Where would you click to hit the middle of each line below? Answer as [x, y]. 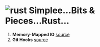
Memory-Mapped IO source [41, 34]
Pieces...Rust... [37, 21]
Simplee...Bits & [62, 11]
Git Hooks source [30, 40]
